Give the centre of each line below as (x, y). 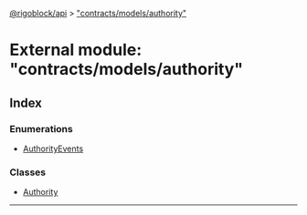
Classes (28, 172)
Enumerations (41, 128)
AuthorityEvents (53, 148)
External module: (76, 50)
